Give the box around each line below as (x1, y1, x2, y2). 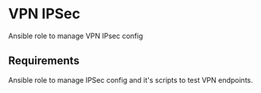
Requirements (8, 54, 80, 68)
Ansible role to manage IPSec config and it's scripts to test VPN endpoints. (8, 75, 253, 84)
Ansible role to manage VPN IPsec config (8, 31, 143, 41)
